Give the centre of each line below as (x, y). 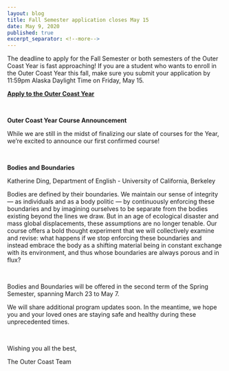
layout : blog (26, 13)
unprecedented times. (39, 322)
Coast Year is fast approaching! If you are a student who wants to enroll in (112, 66)
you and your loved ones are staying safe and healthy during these (102, 315)
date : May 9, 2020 (33, 26)
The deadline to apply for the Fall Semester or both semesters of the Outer (113, 58)
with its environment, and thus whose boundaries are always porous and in (113, 253)
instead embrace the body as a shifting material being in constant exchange (115, 245)
